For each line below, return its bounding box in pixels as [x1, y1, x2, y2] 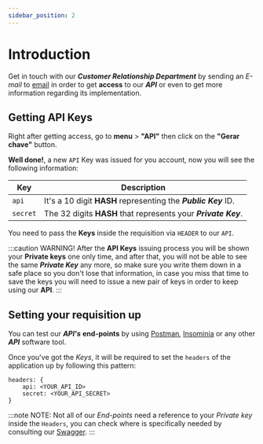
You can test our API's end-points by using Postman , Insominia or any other [8, 329, 256, 339]
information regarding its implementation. [8, 88, 142, 97]
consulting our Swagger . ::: [8, 427, 96, 437]
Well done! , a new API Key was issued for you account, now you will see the [8, 155, 255, 165]
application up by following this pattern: [8, 361, 137, 370]
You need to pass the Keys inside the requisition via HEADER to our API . [8, 229, 234, 238]
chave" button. [8, 140, 57, 149]
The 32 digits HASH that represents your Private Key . [44, 208, 243, 219]
